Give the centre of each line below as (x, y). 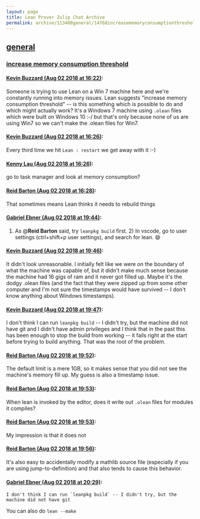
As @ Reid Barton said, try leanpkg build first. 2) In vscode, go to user (101, 231)
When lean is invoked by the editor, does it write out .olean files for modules (100, 402)
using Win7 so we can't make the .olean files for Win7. (72, 123)
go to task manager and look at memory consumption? (73, 177)
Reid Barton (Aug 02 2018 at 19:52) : (51, 355)
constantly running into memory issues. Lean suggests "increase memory (97, 98)
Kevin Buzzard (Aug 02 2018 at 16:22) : (55, 78)
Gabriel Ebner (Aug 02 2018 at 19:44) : (54, 218)
